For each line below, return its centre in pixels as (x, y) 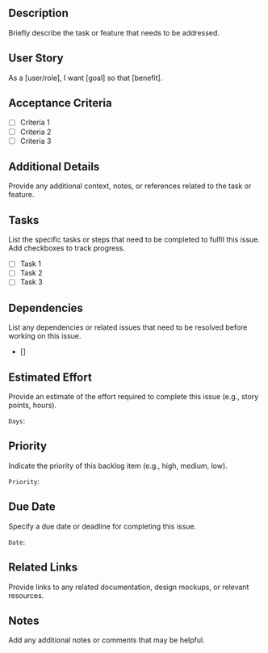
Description (38, 13)
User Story (36, 59)
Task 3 (31, 282)
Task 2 (31, 273)
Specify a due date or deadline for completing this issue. (103, 526)
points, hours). (33, 405)
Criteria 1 (35, 122)
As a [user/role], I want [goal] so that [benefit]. (86, 78)
